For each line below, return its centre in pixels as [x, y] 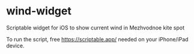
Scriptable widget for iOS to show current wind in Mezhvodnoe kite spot [95, 28]
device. [15, 46]
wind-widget [39, 11]
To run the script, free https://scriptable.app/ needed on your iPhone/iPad [97, 39]
